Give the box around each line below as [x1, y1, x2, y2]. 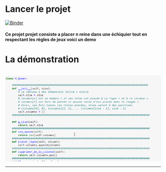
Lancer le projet [5, 3, 71, 15]
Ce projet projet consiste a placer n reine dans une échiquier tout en [5, 31, 147, 37]
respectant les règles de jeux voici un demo [5, 36, 96, 43]
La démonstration [5, 53, 79, 65]
